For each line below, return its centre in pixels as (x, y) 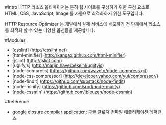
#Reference (17, 101)
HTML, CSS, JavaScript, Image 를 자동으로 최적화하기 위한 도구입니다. (75, 13)
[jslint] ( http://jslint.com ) (37, 60)
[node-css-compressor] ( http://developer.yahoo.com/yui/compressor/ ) (85, 76)
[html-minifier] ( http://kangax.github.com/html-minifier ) (69, 55)
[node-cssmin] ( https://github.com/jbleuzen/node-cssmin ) (72, 92)
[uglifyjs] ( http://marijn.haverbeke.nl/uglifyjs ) (58, 65)
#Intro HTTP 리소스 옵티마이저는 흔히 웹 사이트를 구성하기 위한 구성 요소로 (77, 7)
